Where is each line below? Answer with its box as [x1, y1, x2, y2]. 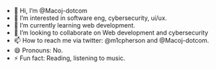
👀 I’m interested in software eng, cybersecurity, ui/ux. [13, 14, 167, 22]
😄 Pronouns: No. [13, 46, 64, 55]
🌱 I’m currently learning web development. [13, 21, 135, 29]
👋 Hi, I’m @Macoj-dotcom [13, 7, 88, 14]
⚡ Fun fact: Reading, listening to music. [13, 54, 126, 62]
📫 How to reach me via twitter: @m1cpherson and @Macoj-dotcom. [13, 37, 210, 44]
